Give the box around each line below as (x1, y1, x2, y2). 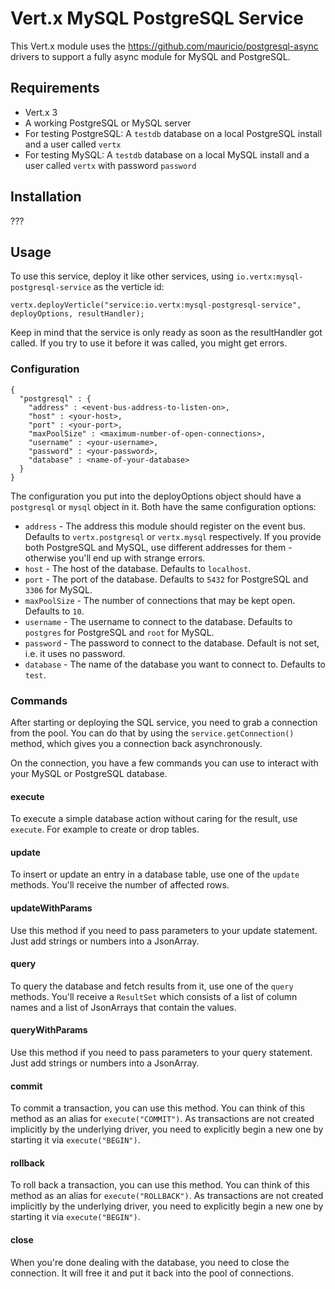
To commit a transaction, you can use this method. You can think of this (10, 1102, 306, 1114)
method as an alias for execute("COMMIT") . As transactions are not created (10, 1113, 315, 1125)
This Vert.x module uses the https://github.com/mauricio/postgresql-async (10, 40, 319, 52)
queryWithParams (10, 1024, 88, 1036)
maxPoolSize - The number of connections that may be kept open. (24, 594, 296, 606)
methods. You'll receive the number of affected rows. (10, 879, 230, 891)
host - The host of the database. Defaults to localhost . (24, 562, 252, 574)
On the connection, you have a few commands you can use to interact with (10, 757, 319, 769)
